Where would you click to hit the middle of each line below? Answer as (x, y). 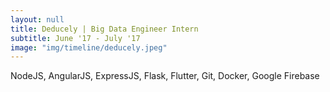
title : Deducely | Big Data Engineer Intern (104, 29)
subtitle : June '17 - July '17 (75, 38)
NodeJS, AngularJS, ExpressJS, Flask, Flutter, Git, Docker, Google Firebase (165, 76)
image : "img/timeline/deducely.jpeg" (89, 47)
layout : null (37, 19)
